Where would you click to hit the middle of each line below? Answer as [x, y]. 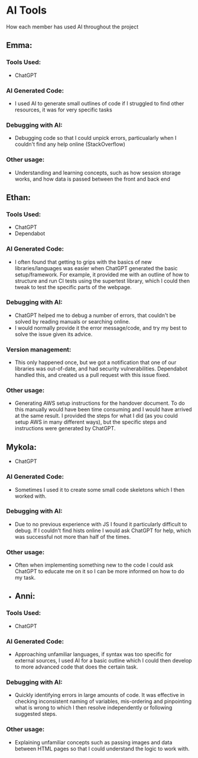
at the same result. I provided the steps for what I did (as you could [96, 416]
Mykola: [21, 447]
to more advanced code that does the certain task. [76, 667]
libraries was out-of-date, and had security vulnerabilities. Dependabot [101, 369]
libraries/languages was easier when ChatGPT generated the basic [96, 268]
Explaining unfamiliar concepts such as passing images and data [93, 742]
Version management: [39, 349]
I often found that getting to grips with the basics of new [83, 262]
